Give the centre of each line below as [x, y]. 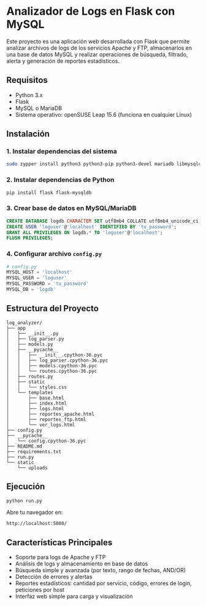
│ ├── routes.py [30, 376]
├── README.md [25, 446]
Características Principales [59, 542]
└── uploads [32, 468]
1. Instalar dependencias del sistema [62, 152]
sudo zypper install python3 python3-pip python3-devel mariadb [90, 164]
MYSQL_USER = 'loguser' [37, 278]
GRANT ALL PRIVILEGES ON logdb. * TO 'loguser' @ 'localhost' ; [85, 232]
